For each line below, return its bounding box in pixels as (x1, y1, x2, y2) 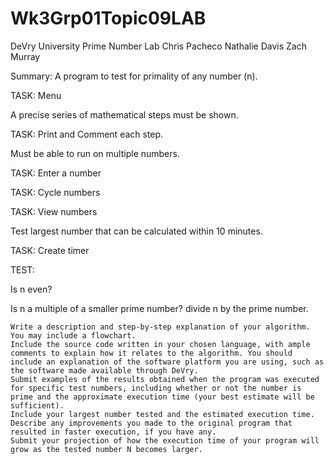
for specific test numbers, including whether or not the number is (10, 383, 302, 393)
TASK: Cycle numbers (10, 186, 101, 198)
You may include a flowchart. (10, 330, 137, 341)
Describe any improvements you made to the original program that (10, 418, 293, 428)
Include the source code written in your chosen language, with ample (10, 339, 311, 349)
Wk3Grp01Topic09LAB (10, 7, 207, 30)
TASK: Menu (10, 89, 62, 101)
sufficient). (10, 400, 65, 411)
